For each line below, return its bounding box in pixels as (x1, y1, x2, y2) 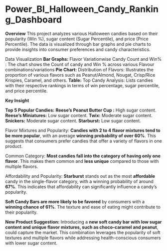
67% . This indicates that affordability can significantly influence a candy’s (5, 183, 157, 190)
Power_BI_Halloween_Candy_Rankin (5, 3, 159, 15)
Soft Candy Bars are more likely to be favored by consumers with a (5, 198, 145, 205)
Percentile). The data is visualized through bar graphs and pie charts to (5, 41, 151, 47)
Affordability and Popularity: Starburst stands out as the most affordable (5, 173, 156, 179)
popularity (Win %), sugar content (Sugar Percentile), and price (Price (5, 36, 149, 42)
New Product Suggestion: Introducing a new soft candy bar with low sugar (5, 219, 162, 225)
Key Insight (5, 97, 29, 103)
